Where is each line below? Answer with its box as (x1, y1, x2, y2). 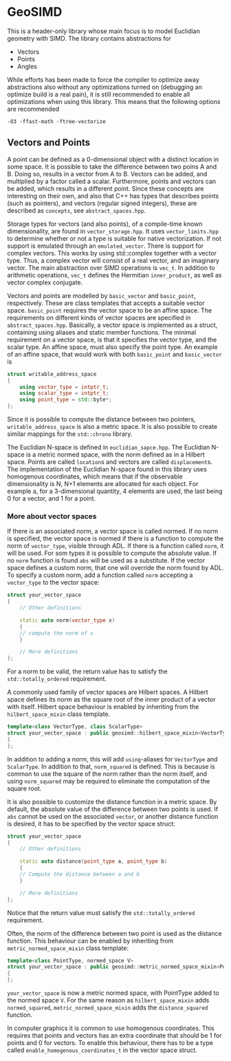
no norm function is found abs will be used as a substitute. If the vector (7, 556, 206, 565)
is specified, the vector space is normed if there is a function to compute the (7, 534, 224, 543)
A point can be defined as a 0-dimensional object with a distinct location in (7, 155, 219, 163)
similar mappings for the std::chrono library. (7, 430, 133, 438)
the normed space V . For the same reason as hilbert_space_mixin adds (7, 996, 210, 1005)
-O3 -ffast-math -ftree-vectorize (7, 118, 107, 125)
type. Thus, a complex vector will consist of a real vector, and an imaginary (7, 256, 220, 264)
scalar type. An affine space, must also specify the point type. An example (7, 342, 218, 351)
